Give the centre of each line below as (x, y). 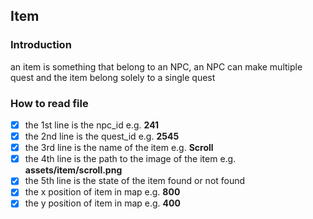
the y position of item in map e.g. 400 (102, 203)
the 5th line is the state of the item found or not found (135, 181)
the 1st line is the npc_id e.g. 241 (92, 125)
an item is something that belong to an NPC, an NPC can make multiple (156, 66)
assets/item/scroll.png (73, 170)
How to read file (49, 103)
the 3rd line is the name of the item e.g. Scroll (119, 148)
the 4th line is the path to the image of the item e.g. (130, 159)
